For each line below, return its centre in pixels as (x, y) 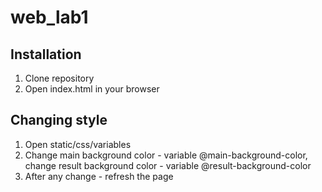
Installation (46, 54)
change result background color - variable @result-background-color (168, 165)
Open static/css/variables (78, 144)
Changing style (59, 120)
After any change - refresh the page (99, 176)
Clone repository (59, 78)
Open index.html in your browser (92, 89)
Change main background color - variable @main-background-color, (166, 155)
